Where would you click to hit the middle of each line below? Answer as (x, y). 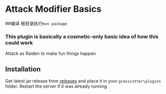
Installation (23, 69)
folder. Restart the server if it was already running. (57, 86)
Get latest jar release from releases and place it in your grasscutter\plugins (83, 81)
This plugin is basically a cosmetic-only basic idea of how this (82, 37)
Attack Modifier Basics (53, 9)
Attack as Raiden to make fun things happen (51, 53)
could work (19, 43)
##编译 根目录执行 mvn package (36, 23)
